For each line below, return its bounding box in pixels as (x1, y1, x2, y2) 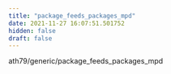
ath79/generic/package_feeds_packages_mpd (8, 56, 164, 66)
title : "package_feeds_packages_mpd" (8, 11, 136, 20)
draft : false (8, 34, 53, 43)
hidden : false (8, 27, 57, 35)
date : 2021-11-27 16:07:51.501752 (8, 19, 126, 27)
